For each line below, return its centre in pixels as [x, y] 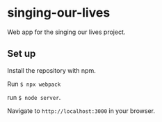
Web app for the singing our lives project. [66, 32]
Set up [22, 54]
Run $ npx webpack [34, 84]
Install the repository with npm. [51, 70]
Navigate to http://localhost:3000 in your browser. [81, 111]
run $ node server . [34, 97]
